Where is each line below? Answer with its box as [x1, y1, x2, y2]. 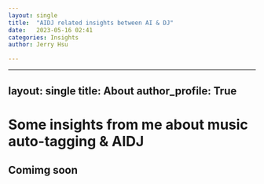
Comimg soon [8, 164, 79, 177]
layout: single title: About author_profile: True [8, 84, 237, 98]
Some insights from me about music [8, 116, 249, 134]
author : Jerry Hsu [8, 41, 68, 49]
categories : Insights [8, 33, 79, 42]
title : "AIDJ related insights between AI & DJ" [8, 19, 174, 27]
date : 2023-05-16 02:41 [8, 26, 93, 34]
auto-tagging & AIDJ [8, 132, 145, 150]
